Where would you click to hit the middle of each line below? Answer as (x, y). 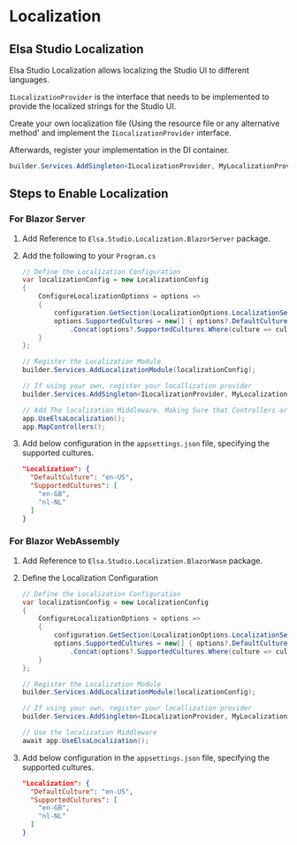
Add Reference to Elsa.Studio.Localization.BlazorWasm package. (142, 561)
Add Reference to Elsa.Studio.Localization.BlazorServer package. (146, 238)
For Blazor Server (47, 219)
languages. (30, 80)
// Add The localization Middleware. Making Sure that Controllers (148, 410)
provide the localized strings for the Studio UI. (93, 106)
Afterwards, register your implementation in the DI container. (119, 150)
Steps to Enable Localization (89, 194)
